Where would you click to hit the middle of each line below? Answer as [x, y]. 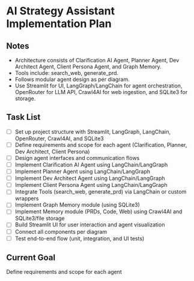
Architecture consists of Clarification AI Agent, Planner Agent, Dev [97, 60]
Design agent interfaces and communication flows [77, 158]
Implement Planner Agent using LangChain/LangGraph [83, 171]
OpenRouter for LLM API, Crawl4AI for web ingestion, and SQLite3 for [101, 92]
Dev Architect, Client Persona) [52, 152]
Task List [23, 117]
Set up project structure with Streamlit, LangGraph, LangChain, [93, 132]
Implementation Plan [59, 24]
